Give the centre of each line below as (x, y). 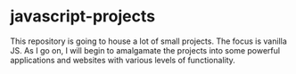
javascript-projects (82, 16)
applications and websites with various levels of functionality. (123, 60)
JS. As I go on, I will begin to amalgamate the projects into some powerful (145, 50)
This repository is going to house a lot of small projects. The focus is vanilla (149, 41)
